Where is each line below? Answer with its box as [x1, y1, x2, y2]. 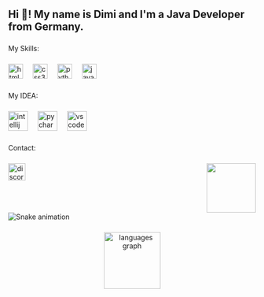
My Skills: [8, 44, 39, 54]
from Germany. [8, 20, 84, 34]
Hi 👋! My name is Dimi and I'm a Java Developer [8, 8, 245, 21]
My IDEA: [8, 91, 38, 101]
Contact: [8, 143, 37, 152]
